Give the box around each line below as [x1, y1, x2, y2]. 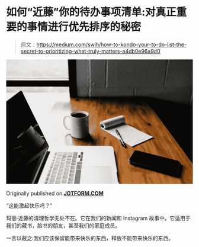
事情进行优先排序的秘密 [27, 20, 142, 34]
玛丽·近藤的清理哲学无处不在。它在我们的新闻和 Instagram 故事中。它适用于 [6, 214, 191, 222]
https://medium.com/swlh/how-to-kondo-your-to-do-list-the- [36, 41, 187, 48]
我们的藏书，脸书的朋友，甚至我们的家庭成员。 [6, 222, 120, 229]
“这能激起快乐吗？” [6, 202, 53, 209]
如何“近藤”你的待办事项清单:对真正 [6, 5, 176, 19]
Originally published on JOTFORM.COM [6, 190, 104, 197]
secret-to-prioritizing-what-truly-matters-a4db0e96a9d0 [20, 47, 161, 54]
